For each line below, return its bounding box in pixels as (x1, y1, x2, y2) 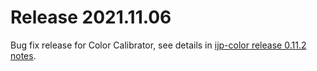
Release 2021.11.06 (10, 6, 172, 29)
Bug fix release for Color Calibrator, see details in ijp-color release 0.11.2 (10, 39, 307, 51)
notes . (10, 49, 37, 61)
